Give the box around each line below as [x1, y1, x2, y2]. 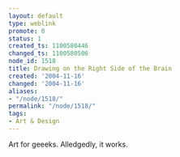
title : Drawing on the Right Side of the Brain [8, 65, 173, 73]
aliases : [8, 87, 38, 95]
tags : [8, 110, 27, 118]
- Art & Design [8, 117, 60, 125]
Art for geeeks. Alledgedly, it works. [8, 139, 128, 149]
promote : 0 [8, 27, 45, 35]
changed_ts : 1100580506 [8, 49, 89, 57]
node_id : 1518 [8, 57, 57, 66]
